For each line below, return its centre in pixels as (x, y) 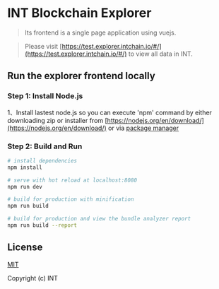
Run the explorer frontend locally (81, 76)
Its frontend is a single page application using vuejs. (100, 33)
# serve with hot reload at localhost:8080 (72, 180)
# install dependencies (42, 160)
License (25, 248)
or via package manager (144, 128)
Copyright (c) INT (33, 278)
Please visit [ (43, 46)
